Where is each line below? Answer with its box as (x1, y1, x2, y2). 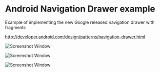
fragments (5, 24, 26, 30)
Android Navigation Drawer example (5, 3, 155, 14)
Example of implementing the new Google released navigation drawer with (5, 19, 155, 25)
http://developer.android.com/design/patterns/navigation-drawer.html (5, 34, 145, 40)
